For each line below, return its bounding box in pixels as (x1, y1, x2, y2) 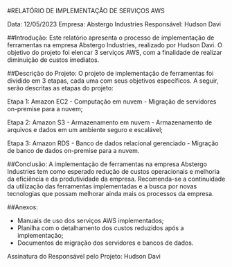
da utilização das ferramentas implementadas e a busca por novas (7, 182, 197, 191)
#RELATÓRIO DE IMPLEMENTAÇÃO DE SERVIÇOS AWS (7, 7, 165, 15)
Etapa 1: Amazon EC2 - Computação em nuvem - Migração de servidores (7, 97, 217, 106)
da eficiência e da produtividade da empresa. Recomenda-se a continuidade (7, 175, 226, 183)
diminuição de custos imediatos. (7, 56, 100, 64)
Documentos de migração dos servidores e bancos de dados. (17, 238, 194, 247)
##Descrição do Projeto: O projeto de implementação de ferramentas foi (7, 70, 214, 77)
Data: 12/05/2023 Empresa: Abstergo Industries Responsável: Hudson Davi (7, 20, 222, 28)
